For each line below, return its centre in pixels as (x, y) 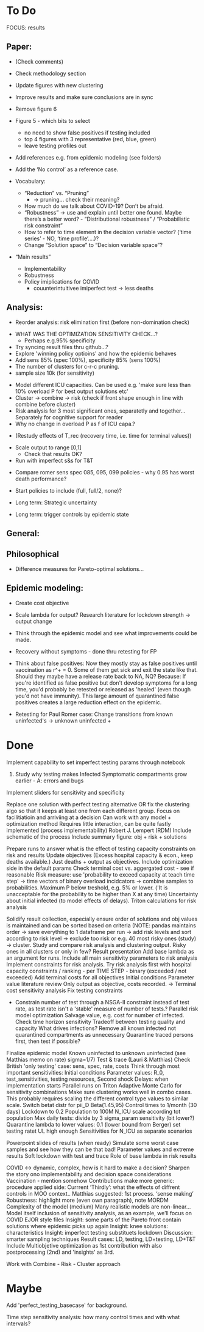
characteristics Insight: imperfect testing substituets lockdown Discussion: (100, 1232)
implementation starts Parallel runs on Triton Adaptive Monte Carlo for (94, 1085)
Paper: (19, 47)
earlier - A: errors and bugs (49, 781)
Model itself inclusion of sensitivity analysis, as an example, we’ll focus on (99, 1213)
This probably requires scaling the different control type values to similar (97, 1098)
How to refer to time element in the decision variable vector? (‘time (108, 232)
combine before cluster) (45, 404)
